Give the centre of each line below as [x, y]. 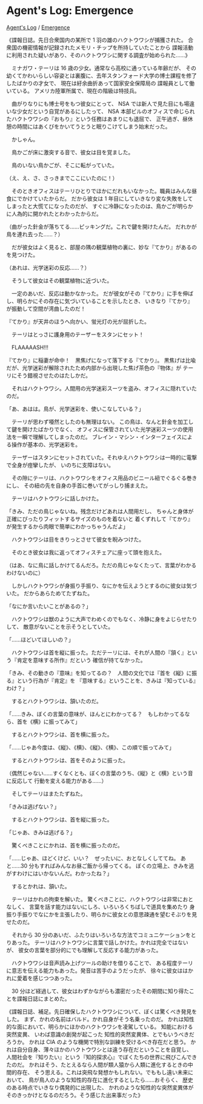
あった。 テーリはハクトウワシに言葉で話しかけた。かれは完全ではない [100, 942]
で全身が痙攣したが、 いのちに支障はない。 [60, 465]
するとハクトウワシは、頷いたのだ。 [56, 701]
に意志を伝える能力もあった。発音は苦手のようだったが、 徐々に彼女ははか [100, 970]
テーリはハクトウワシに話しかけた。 [56, 498]
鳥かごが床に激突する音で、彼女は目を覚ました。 [72, 152]
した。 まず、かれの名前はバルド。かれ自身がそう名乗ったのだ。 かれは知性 [101, 1019]
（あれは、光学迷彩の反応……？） [48, 267]
